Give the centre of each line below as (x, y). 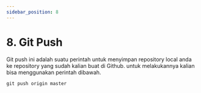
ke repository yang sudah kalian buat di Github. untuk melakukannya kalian (100, 65)
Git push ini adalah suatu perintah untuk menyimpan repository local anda (99, 59)
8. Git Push (35, 42)
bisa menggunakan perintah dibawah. (54, 72)
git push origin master (37, 83)
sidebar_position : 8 (33, 12)
